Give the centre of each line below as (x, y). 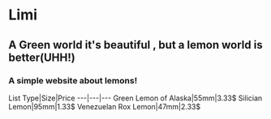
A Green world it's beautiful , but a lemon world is (135, 45)
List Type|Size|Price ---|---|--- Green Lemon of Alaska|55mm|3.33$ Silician (135, 98)
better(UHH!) (42, 57)
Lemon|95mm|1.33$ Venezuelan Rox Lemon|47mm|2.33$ (105, 106)
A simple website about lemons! (73, 80)
